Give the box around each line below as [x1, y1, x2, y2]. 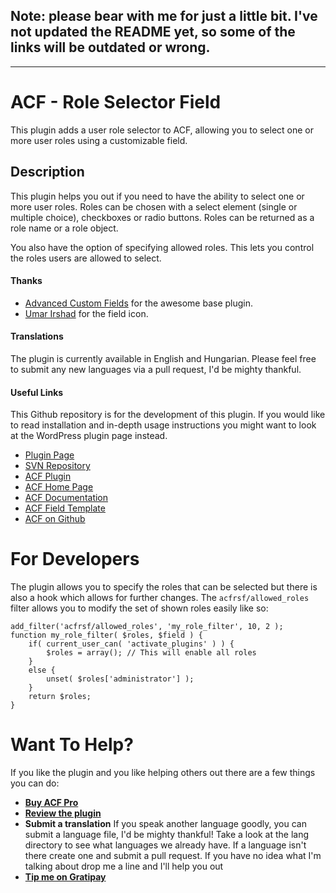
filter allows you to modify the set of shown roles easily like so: [10, 602, 269, 614]
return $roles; [28, 692, 92, 702]
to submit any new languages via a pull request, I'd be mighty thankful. [10, 363, 302, 375]
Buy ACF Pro [24, 797, 79, 809]
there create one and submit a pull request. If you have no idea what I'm [24, 850, 322, 862]
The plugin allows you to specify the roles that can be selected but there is [10, 581, 318, 593]
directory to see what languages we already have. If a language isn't [24, 839, 307, 851]
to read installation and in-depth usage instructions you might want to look [10, 419, 317, 431]
